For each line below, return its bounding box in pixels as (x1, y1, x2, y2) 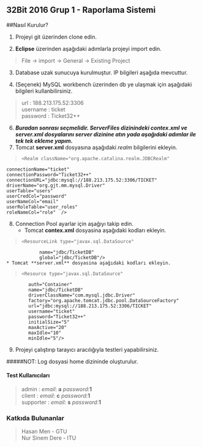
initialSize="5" (28, 319, 70, 325)
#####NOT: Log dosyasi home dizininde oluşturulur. (6, 357, 138, 365)
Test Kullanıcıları (6, 371, 50, 379)
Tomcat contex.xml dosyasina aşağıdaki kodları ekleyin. (24, 227, 166, 234)
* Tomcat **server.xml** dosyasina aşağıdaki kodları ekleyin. (6, 260, 171, 266)
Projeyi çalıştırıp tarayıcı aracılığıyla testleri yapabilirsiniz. (15, 346, 159, 353)
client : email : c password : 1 (21, 392, 91, 400)
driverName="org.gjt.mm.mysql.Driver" (6, 182, 105, 189)
